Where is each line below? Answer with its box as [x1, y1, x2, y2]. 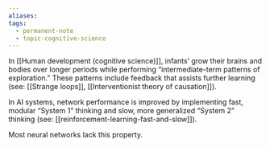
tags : [8, 19, 27, 27]
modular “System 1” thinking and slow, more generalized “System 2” [8, 106, 235, 116]
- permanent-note [15, 27, 74, 35]
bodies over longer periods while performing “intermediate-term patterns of [8, 65, 260, 75]
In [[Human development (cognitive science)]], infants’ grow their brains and [8, 56, 263, 66]
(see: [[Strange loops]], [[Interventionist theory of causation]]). [8, 82, 218, 92]
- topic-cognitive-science [15, 34, 106, 43]
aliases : [8, 11, 38, 20]
